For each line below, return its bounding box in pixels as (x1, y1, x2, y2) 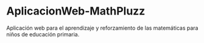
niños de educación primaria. (6, 30, 80, 38)
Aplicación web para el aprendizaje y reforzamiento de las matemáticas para (6, 24, 199, 31)
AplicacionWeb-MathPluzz (6, 4, 146, 18)
